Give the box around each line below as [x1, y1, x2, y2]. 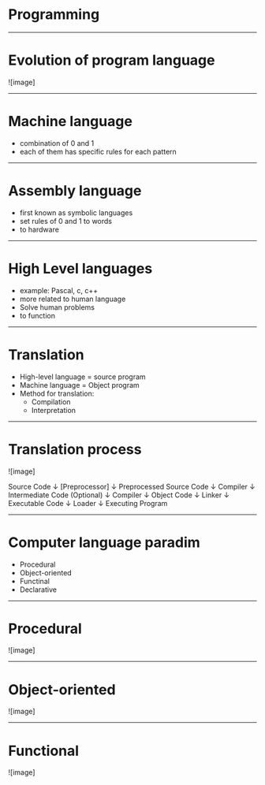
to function [19, 311, 55, 320]
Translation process [8, 440, 142, 458]
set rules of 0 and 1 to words [19, 216, 113, 225]
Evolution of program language [8, 51, 215, 69]
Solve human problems [19, 302, 95, 312]
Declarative [19, 585, 58, 594]
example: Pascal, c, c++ [19, 285, 99, 295]
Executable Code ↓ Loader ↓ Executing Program [8, 498, 168, 508]
